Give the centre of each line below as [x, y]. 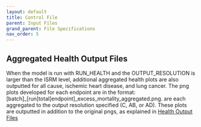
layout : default [26, 12]
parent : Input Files [32, 23]
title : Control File [32, 17]
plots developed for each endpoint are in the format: [71, 92]
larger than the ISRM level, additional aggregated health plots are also [92, 79]
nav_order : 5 [23, 34]
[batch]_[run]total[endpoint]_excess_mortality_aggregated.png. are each [96, 98]
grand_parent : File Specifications [51, 29]
